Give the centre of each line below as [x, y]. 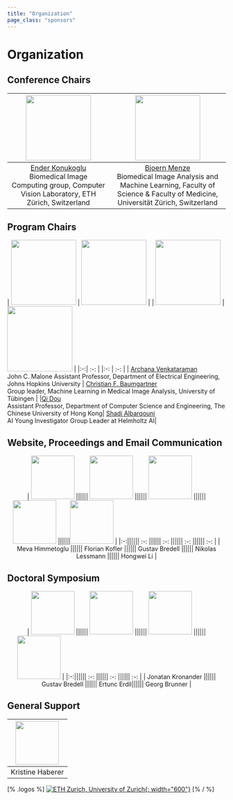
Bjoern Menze [167, 167]
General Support [44, 706]
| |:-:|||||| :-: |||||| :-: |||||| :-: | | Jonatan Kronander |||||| [139, 676]
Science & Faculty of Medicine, [167, 194]
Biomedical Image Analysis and [167, 176]
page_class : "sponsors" [42, 20]
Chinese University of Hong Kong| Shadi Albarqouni [81, 413]
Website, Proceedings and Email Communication [115, 443]
